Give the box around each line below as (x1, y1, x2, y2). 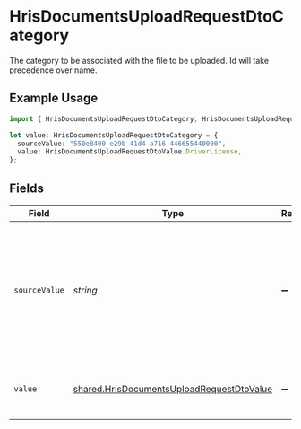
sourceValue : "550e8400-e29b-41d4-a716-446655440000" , (17, 139, 227, 148)
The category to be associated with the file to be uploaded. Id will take (9, 55, 270, 66)
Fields (9, 180, 45, 196)
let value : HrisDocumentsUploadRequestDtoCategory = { (9, 130, 219, 140)
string (73, 284, 99, 296)
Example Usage (9, 91, 99, 106)
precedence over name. (9, 65, 98, 75)
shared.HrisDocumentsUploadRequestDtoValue (73, 382, 273, 395)
